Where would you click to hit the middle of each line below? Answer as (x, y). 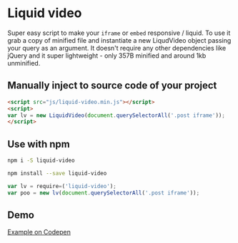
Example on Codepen (39, 232)
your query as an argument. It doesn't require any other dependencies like (117, 48)
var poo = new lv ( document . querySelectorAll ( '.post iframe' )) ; (104, 193)
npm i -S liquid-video (41, 161)
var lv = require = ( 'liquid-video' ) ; (62, 186)
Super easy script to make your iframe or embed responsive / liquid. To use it (119, 33)
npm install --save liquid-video (57, 173)
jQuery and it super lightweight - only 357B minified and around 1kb (107, 56)
